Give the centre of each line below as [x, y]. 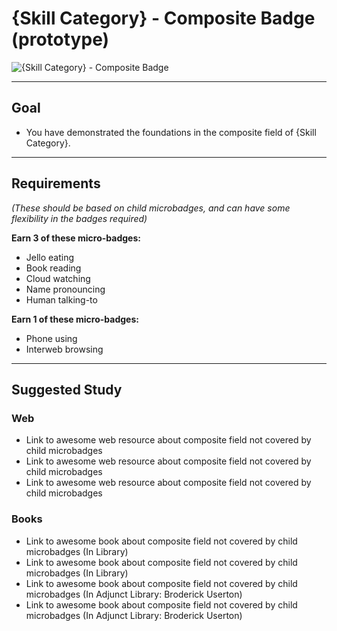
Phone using [51, 338]
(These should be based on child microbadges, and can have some [151, 208]
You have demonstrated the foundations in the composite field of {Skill [171, 132]
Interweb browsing [64, 349]
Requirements [56, 183]
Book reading [53, 268]
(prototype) [60, 39]
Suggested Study [67, 389]
